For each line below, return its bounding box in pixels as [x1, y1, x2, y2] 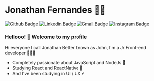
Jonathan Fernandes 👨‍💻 [5, 4, 106, 16]
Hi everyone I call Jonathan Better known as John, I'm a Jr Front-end [5, 45, 147, 51]
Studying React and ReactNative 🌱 [12, 65, 83, 71]
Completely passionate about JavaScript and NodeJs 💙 [12, 60, 126, 66]
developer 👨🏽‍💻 [5, 50, 36, 56]
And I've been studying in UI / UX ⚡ [12, 71, 85, 77]
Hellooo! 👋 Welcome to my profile [5, 33, 87, 40]
